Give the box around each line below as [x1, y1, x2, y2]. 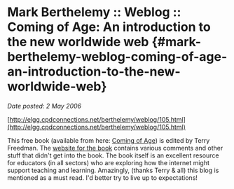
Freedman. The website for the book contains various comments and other [7, 143, 223, 152]
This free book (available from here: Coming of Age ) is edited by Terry [7, 136, 210, 144]
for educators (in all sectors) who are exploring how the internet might [7, 158, 210, 167]
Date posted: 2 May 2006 [7, 101, 82, 110]
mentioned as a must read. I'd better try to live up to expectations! [7, 173, 198, 182]
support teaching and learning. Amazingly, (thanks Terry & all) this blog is [7, 166, 219, 174]
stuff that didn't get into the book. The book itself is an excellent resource [7, 151, 219, 160]
